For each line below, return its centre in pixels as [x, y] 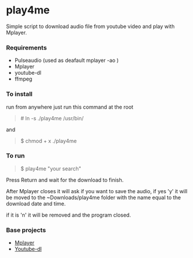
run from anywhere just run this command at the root [70, 107]
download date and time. [36, 203]
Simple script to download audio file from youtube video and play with [90, 26]
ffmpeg [23, 79]
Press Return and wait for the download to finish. [65, 180]
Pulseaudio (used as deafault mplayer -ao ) [66, 60]
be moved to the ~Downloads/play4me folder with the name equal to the [94, 197]
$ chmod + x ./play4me [49, 141]
